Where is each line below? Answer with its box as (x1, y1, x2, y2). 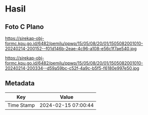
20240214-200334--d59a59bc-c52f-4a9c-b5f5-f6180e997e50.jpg (5, 65, 139, 71)
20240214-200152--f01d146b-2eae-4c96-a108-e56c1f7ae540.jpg (5, 46, 137, 51)
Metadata (5, 79, 35, 87)
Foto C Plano (5, 23, 44, 31)
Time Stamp (7, 101, 35, 108)
